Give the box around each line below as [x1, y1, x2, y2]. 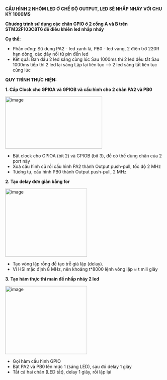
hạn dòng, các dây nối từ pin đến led [12, 51, 89, 57]
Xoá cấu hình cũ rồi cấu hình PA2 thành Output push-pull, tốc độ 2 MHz [12, 163, 161, 169]
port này [12, 158, 30, 164]
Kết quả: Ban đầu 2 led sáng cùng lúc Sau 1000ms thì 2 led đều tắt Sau [12, 56, 159, 62]
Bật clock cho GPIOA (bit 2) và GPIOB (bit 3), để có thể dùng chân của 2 [12, 153, 162, 159]
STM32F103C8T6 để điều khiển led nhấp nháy [5, 26, 104, 32]
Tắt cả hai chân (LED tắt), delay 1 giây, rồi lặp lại [12, 369, 112, 375]
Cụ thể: [5, 36, 21, 42]
